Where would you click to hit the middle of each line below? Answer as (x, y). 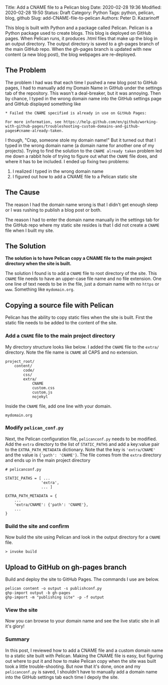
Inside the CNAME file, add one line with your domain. (58, 406)
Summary (18, 639)
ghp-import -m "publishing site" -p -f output (55, 597)
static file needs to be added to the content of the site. (61, 323)
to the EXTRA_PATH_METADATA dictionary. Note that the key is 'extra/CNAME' (80, 449)
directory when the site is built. (38, 263)
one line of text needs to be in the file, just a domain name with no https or (82, 284)
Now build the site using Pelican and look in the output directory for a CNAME (83, 537)
